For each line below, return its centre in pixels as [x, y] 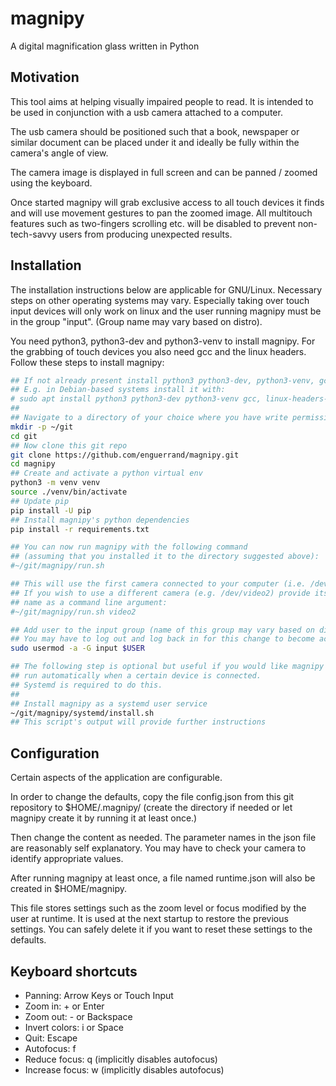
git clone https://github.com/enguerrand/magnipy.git [125, 455]
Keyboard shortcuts [74, 971]
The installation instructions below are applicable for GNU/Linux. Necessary [166, 289]
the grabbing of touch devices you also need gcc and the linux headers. [158, 351]
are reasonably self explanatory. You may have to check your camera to [158, 848]
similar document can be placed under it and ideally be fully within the [155, 142]
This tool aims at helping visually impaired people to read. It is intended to [162, 101]
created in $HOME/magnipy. [69, 889]
